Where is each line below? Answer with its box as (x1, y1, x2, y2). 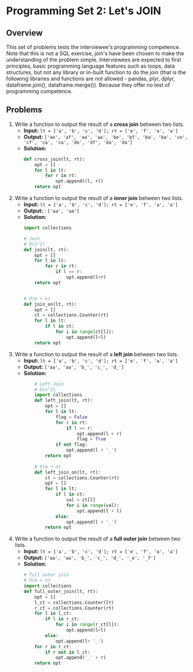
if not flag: (55, 442, 88, 448)
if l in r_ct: (44, 616, 80, 622)
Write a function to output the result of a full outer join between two (14, 535, 181, 543)
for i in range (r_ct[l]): (55, 622, 120, 627)
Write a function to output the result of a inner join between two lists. (14, 195, 184, 202)
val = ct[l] (66, 497, 96, 503)
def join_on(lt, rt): (23, 301, 77, 307)
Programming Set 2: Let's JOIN (6, 4, 162, 18)
